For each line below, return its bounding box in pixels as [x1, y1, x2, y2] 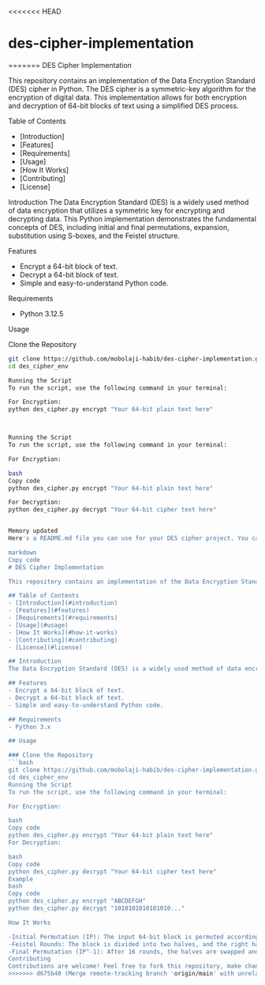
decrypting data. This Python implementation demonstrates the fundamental [8, 213, 256, 224]
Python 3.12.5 [19, 308, 64, 319]
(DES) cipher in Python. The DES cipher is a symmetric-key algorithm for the [8, 84, 256, 93]
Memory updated [8, 527, 58, 535]
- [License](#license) [8, 643, 83, 651]
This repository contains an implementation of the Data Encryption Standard [8, 75, 256, 85]
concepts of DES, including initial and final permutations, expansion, [8, 222, 230, 232]
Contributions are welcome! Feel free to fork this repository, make [8, 962, 242, 971]
